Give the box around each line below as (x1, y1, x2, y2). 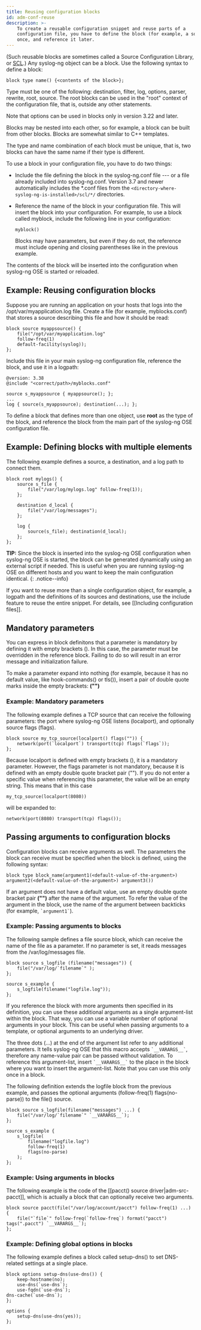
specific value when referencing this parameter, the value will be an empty (6, 775, 190, 783)
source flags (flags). (6, 723, 56, 731)
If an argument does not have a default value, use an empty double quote (6, 888, 187, 895)
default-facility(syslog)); (17, 341, 87, 347)
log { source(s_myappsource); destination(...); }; (6, 401, 138, 407)
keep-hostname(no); (17, 1277, 66, 1283)
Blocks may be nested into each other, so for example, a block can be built (6, 124, 190, 131)
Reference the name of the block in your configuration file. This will (14, 202, 181, 209)
